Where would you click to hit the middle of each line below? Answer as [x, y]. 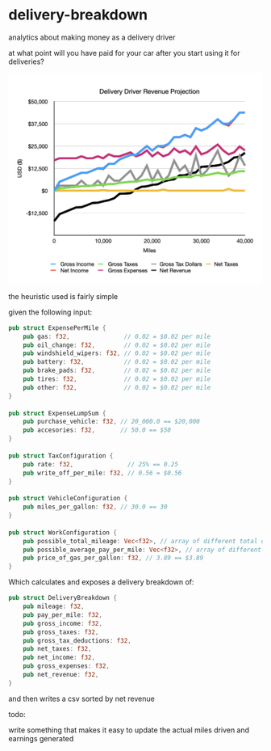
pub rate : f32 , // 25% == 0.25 [101, 464]
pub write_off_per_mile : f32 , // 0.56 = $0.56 [102, 473]
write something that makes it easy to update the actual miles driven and [129, 730]
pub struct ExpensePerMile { [57, 328]
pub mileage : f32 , [54, 607]
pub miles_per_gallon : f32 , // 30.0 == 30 [95, 507]
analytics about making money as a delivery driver [92, 37]
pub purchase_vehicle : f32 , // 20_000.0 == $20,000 [111, 422]
